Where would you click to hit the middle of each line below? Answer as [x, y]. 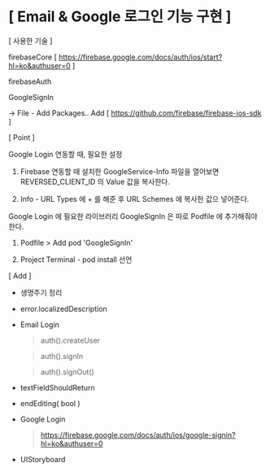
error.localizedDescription [63, 308]
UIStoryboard [43, 459]
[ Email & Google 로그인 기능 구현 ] [120, 17]
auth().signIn [62, 356]
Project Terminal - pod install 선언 [76, 259]
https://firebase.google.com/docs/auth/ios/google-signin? [138, 435]
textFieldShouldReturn [57, 387]
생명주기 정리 [41, 292]
